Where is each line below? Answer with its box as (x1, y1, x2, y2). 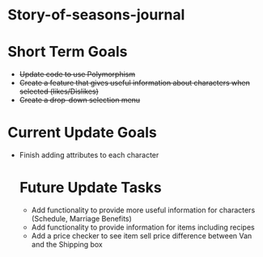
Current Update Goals (7, 124, 157, 142)
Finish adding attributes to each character (19, 150, 159, 160)
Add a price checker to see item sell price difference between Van (31, 231, 252, 240)
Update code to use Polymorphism (19, 70, 136, 79)
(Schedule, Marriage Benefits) (31, 214, 133, 223)
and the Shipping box (31, 240, 103, 249)
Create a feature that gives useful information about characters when (19, 78, 250, 88)
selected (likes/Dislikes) (19, 86, 99, 96)
